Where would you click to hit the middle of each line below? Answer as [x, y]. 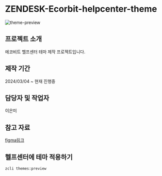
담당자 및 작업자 [27, 98]
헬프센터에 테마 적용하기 [39, 157]
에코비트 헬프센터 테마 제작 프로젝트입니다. [45, 52]
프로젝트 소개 [24, 39]
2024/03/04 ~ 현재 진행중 [30, 81]
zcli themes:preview [26, 169]
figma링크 [15, 140]
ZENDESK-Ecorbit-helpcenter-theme [81, 9]
